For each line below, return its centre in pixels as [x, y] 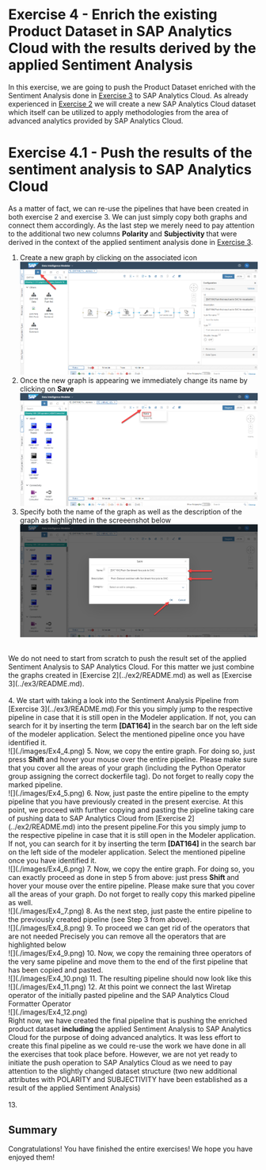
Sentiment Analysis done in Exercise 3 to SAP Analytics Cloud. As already [128, 95]
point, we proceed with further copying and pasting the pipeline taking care [131, 810]
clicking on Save [47, 388]
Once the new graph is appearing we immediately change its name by [133, 380]
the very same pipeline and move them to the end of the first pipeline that [128, 962]
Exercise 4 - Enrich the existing [113, 15]
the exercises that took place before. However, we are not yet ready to [123, 1054]
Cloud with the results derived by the [132, 48]
